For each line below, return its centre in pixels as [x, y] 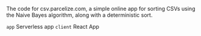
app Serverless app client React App [53, 27]
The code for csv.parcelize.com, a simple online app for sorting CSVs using [101, 9]
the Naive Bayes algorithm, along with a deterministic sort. [79, 15]
